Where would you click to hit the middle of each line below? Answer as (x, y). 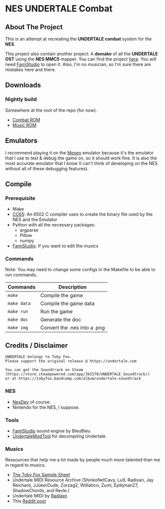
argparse (29, 230)
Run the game (57, 312)
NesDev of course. (32, 402)
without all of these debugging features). (47, 168)
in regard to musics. (26, 465)
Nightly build (21, 99)
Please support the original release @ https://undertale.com (71, 361)
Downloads (23, 85)
